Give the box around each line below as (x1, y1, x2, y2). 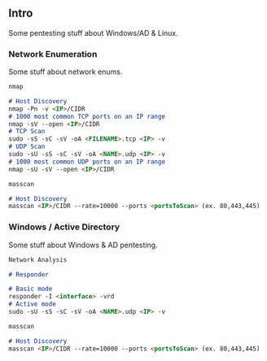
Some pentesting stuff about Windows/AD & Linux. (8, 28, 179, 37)
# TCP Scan (8, 128, 46, 136)
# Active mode (8, 300, 57, 308)
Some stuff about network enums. (8, 67, 123, 76)
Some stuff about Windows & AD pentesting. (8, 240, 158, 250)
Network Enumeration (8, 48, 98, 59)
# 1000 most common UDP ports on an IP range (8, 158, 165, 166)
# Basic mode (8, 285, 53, 294)
